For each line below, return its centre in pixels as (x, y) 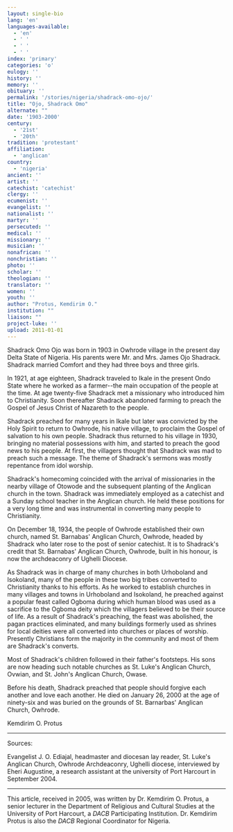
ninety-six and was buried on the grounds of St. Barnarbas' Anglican (105, 702)
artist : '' (23, 181)
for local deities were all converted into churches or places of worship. (108, 631)
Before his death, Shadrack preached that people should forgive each (107, 688)
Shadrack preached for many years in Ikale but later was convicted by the (113, 421)
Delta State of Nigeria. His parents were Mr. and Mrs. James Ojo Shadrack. (114, 357)
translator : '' (29, 285)
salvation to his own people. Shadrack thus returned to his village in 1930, (112, 435)
